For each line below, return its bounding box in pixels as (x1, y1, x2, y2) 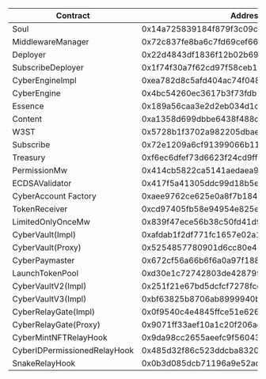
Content (12, 114, 42, 124)
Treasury (12, 152, 46, 163)
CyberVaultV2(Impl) (12, 281, 87, 291)
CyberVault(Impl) (12, 229, 77, 240)
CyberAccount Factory (12, 191, 97, 201)
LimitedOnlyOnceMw (12, 217, 91, 227)
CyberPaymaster (12, 255, 75, 266)
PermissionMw (12, 165, 67, 176)
